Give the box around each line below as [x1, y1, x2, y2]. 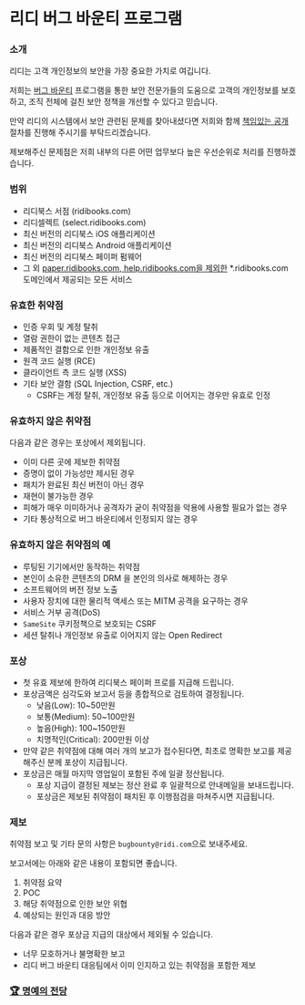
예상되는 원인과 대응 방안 [22, 909, 111, 921]
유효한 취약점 [9, 298, 64, 311]
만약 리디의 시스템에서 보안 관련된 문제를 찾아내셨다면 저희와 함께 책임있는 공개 [9, 116, 290, 127]
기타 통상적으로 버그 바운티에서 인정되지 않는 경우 [22, 513, 198, 524]
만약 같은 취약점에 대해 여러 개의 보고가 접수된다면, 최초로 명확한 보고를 [22, 745, 276, 756]
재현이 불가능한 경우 [22, 491, 94, 502]
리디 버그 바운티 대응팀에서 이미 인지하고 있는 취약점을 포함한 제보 [22, 959, 257, 971]
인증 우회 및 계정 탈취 [22, 321, 98, 333]
